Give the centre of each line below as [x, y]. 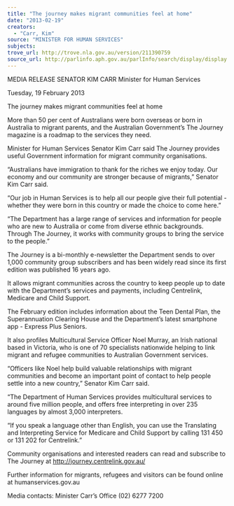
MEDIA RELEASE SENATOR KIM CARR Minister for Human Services [104, 79]
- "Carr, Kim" [34, 33]
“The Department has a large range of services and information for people [115, 218]
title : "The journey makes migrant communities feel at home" [100, 14]
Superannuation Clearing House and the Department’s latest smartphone [112, 318]
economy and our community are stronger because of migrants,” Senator [113, 176]
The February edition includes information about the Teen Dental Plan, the [114, 311]
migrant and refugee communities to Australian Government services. [108, 355]
